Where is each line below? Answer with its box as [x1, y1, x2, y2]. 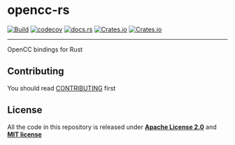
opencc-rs [7, 2, 70, 18]
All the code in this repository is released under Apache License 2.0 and [7, 123, 217, 131]
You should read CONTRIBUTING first [7, 84, 116, 92]
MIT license [7, 130, 42, 138]
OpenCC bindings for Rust [7, 45, 83, 54]
